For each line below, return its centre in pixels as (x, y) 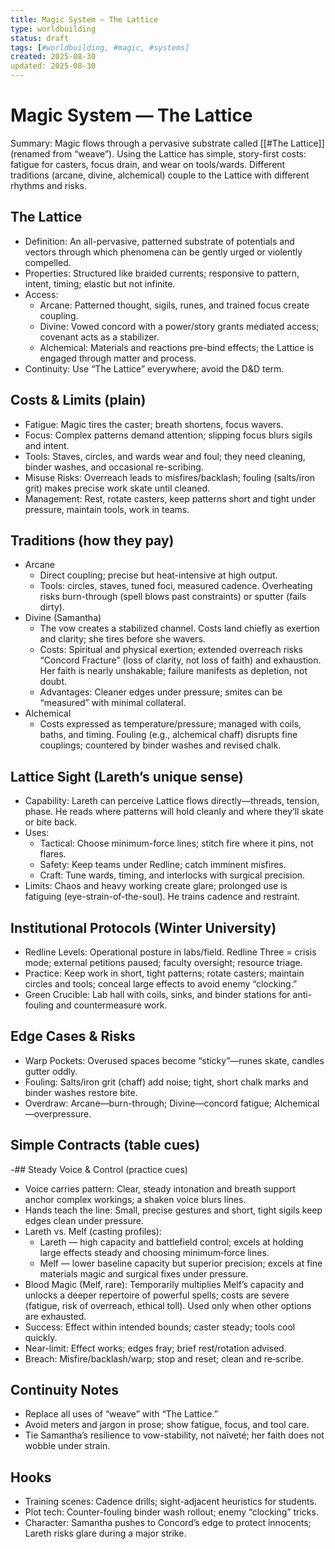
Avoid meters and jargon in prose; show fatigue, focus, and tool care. (167, 1425)
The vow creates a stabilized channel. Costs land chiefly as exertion (179, 628)
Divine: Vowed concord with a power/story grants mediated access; (179, 326)
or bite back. (51, 822)
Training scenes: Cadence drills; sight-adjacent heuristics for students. (170, 1502)
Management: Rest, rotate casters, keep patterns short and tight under (170, 498)
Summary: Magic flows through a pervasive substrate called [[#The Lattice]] (167, 143)
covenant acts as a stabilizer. (99, 337)
